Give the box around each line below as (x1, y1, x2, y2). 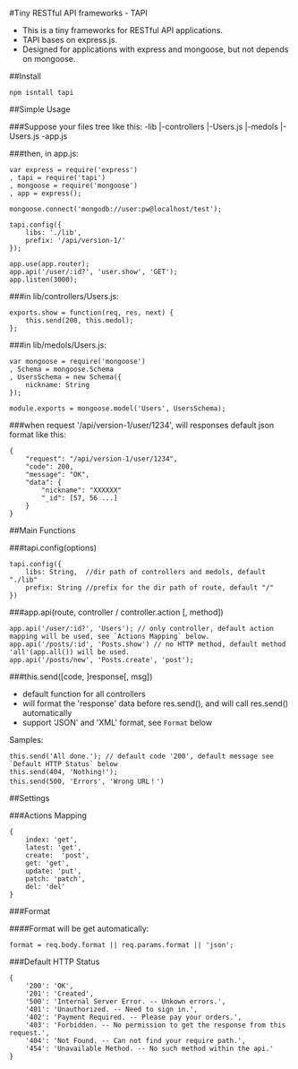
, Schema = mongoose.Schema (9, 365, 115, 374)
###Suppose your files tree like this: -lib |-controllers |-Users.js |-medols (9, 121, 279, 132)
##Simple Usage (9, 104, 71, 115)
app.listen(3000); (9, 275, 78, 284)
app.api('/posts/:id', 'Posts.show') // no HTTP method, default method (9, 640, 286, 649)
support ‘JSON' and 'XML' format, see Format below (21, 717, 213, 728)
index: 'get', (25, 835, 78, 844)
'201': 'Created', (25, 989, 94, 998)
